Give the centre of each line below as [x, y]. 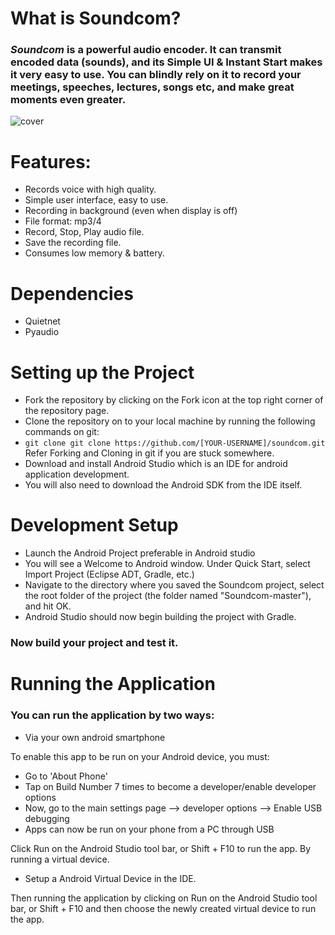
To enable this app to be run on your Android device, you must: [140, 756]
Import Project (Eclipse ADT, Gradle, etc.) [109, 574]
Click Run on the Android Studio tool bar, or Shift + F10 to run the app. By [161, 848]
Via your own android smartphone [95, 737]
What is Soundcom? [96, 18]
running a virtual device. [60, 859]
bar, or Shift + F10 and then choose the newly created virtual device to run [163, 908]
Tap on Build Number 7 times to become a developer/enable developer [170, 786]
